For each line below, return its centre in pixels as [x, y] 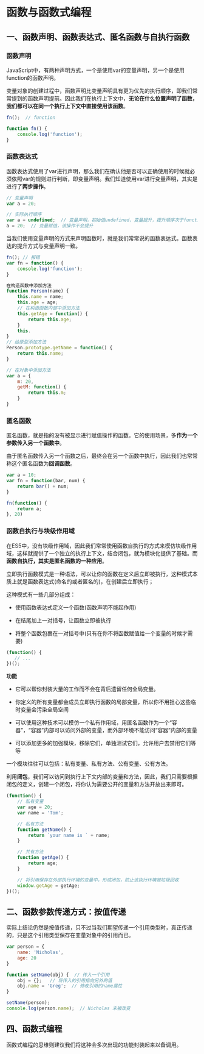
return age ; [43, 863]
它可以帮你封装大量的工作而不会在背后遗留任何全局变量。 [87, 689]
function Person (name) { [38, 291]
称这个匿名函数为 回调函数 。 [41, 463]
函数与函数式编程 [49, 12]
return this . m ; [47, 393]
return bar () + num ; [43, 486]
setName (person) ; [28, 1003]
